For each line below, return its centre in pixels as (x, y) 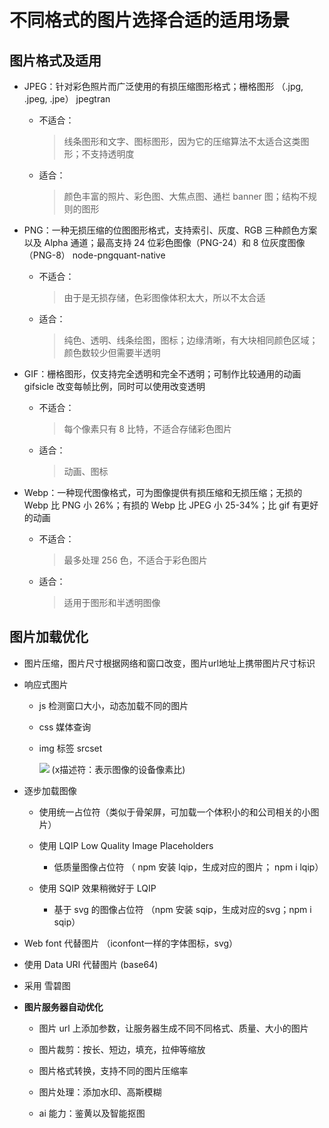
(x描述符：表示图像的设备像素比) (118, 769)
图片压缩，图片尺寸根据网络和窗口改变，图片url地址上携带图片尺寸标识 (169, 663)
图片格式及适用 (55, 60)
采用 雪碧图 (47, 985)
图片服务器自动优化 (63, 1007)
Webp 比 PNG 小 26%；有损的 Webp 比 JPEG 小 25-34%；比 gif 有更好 (171, 505)
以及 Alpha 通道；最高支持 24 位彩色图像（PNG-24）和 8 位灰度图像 (164, 242)
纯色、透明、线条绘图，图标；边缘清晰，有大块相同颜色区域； (191, 340)
